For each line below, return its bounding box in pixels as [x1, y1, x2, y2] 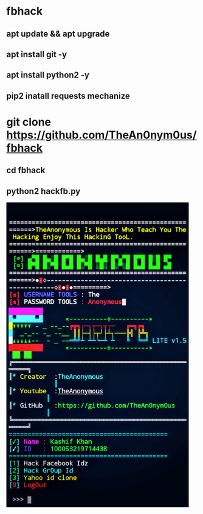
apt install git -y [6, 49, 67, 59]
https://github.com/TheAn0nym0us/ [6, 128, 197, 141]
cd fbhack [6, 165, 46, 176]
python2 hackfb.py [6, 186, 81, 196]
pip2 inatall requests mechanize [6, 90, 131, 101]
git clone [6, 115, 52, 129]
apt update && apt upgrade [6, 29, 110, 39]
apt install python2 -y [6, 70, 90, 80]
